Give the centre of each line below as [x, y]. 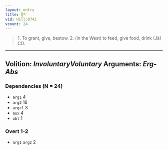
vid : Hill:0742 [21, 19]
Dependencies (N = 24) [34, 86]
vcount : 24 [16, 24]
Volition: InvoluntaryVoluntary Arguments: [73, 64]
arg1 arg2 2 [24, 142]
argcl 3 [20, 107]
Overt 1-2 [17, 131]
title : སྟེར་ [16, 15]
